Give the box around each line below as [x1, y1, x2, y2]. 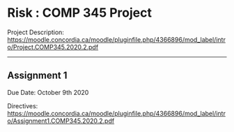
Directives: [7, 101, 38, 110]
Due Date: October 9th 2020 [7, 88, 89, 96]
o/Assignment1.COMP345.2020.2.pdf [7, 117, 115, 125]
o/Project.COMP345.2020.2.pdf [7, 43, 99, 51]
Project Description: [7, 28, 65, 36]
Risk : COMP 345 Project [7, 5, 152, 21]
